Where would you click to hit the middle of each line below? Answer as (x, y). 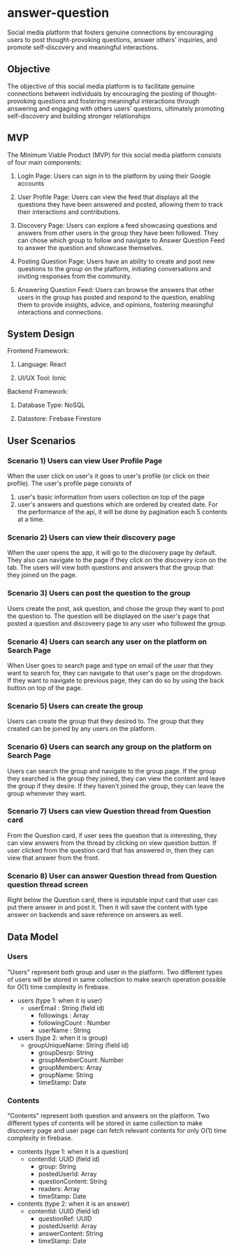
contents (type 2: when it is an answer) (74, 1204)
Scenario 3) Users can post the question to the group (99, 593)
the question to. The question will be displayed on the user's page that (109, 616)
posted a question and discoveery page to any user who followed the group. (117, 623)
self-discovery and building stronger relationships (79, 116)
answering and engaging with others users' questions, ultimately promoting (116, 108)
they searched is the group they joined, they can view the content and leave (116, 778)
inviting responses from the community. (74, 276)
